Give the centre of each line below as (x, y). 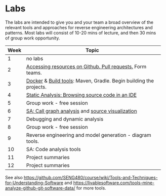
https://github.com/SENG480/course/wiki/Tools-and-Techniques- (91, 177)
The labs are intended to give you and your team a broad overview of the (79, 22)
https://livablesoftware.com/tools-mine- (114, 183)
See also (14, 177)
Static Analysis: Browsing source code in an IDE (82, 95)
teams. (34, 73)
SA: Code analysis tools (54, 149)
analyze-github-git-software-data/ (40, 188)
